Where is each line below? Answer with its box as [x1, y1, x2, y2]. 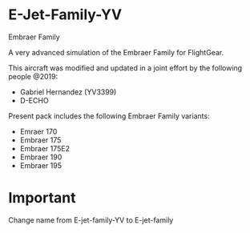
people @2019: [8, 71, 58, 81]
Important [8, 189, 76, 207]
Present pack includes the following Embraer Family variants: [8, 110, 210, 121]
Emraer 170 [19, 127, 58, 136]
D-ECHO [19, 95, 50, 105]
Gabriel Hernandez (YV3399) [19, 86, 117, 97]
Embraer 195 [19, 160, 62, 170]
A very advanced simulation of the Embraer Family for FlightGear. [8, 47, 224, 57]
